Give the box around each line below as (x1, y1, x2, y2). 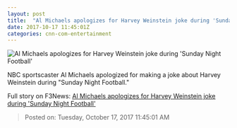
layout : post (7, 10, 46, 18)
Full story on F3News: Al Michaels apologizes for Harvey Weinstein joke (7, 92, 216, 100)
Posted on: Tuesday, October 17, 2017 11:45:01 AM (24, 113, 170, 122)
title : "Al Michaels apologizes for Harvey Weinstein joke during (7, 17, 210, 24)
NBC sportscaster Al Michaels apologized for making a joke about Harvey (7, 71, 221, 79)
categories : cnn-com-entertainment (7, 30, 112, 37)
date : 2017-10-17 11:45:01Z (7, 23, 90, 30)
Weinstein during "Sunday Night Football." (7, 78, 130, 87)
